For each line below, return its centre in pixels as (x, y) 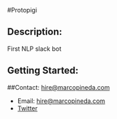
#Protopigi (22, 10)
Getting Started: (43, 71)
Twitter (28, 108)
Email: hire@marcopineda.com (61, 101)
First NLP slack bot (34, 49)
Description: (35, 32)
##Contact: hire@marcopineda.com (58, 87)
